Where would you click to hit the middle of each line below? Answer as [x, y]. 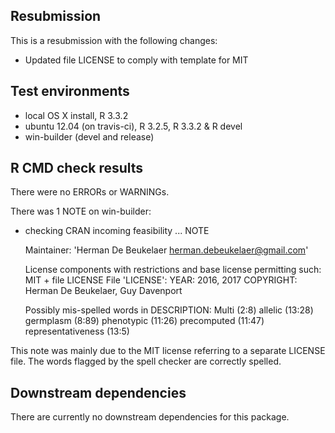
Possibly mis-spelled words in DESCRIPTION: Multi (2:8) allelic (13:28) [169, 310]
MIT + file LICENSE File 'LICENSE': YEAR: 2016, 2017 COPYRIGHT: [161, 280]
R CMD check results [77, 168]
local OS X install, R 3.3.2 [76, 115]
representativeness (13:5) [77, 331]
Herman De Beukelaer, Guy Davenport [103, 291]
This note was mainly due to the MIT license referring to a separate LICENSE [168, 351]
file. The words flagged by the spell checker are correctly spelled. [146, 361]
